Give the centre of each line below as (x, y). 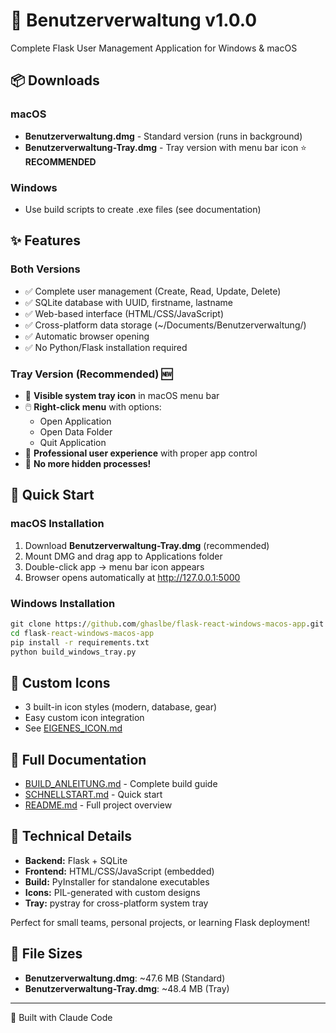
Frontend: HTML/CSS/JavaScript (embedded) (119, 871)
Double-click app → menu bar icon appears (114, 566)
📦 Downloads (55, 80)
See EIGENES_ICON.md (73, 728)
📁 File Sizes (46, 954)
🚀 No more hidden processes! (88, 463)
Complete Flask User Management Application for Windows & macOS (154, 48)
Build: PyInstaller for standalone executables (117, 881)
